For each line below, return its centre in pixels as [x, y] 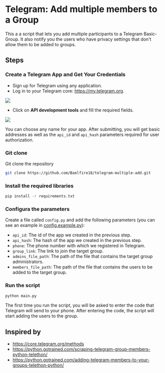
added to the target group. [39, 273]
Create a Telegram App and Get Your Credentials [65, 75]
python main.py [21, 296]
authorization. [19, 140]
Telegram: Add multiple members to [81, 9]
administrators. [28, 262]
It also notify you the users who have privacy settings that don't [86, 39]
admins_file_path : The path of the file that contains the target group [82, 257]
